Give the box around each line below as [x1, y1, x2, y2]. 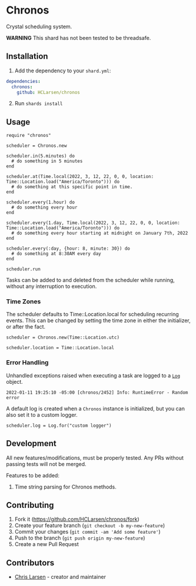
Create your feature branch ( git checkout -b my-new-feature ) [14, 522, 165, 529]
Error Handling [6, 359, 49, 367]
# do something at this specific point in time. [11, 184, 133, 190]
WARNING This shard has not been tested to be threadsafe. [6, 34, 151, 41]
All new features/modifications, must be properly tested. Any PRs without [6, 454, 184, 461]
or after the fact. [6, 323, 46, 330]
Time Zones [6, 297, 41, 306]
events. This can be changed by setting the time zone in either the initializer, [6, 317, 191, 324]
